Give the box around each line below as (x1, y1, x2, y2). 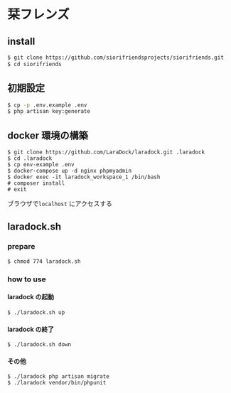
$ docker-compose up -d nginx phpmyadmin (7, 168, 132, 175)
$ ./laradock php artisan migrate (7, 373, 110, 380)
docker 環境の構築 (7, 129, 89, 141)
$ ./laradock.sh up (7, 308, 65, 316)
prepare (7, 242, 36, 252)
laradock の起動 (7, 293, 55, 301)
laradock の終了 (7, 325, 55, 333)
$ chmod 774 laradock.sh (7, 257, 81, 265)
